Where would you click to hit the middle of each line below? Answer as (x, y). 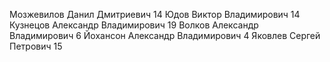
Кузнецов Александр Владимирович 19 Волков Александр (134, 25)
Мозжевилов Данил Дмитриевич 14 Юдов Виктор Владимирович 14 (155, 14)
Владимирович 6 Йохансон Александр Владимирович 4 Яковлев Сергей (165, 35)
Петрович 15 (36, 46)
